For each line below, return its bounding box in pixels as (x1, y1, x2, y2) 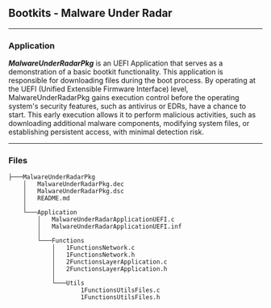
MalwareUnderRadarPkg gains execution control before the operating (8, 93, 240, 103)
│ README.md (23, 194, 70, 203)
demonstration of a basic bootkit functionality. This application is (8, 67, 223, 77)
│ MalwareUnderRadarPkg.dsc (23, 188, 125, 196)
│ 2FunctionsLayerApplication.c (51, 258, 168, 266)
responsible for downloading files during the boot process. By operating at (8, 76, 256, 86)
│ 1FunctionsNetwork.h (51, 251, 135, 259)
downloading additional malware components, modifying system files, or (8, 119, 250, 129)
